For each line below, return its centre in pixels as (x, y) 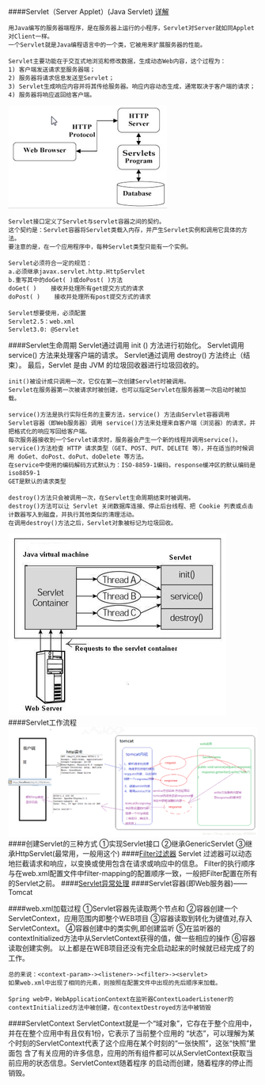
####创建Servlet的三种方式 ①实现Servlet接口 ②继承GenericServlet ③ (127, 844)
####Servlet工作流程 (43, 722)
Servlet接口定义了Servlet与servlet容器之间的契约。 (87, 222)
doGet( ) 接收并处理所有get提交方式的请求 (76, 288)
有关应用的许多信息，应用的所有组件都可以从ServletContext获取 (142, 1053)
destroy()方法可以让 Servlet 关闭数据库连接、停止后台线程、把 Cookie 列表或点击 (131, 506)
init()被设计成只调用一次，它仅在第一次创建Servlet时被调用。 (99, 382)
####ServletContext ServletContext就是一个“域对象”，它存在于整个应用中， (132, 1023)
